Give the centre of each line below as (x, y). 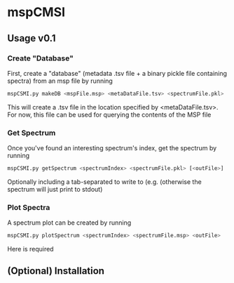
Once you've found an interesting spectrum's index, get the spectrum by (112, 148)
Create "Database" (40, 58)
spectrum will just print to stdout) (55, 189)
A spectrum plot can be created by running (69, 223)
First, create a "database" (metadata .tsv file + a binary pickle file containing (117, 73)
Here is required (30, 249)
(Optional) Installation (56, 271)
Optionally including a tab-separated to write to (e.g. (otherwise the (104, 182)
